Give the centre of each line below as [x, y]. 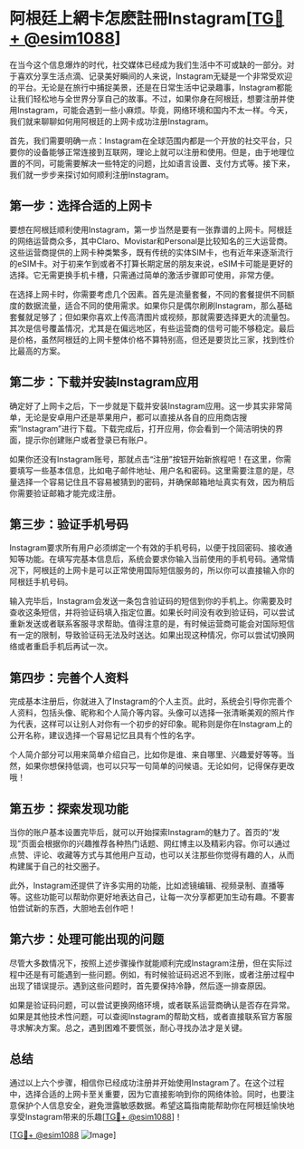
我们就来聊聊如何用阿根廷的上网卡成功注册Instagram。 [111, 121]
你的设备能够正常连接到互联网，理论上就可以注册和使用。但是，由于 [144, 151]
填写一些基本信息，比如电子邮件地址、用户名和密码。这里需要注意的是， [152, 470]
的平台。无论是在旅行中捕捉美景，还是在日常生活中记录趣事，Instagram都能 [151, 87]
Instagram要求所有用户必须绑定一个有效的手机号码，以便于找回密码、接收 [147, 548]
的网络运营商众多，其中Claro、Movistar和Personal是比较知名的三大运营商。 [151, 240]
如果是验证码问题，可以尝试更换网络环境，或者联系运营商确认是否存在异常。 [152, 1005]
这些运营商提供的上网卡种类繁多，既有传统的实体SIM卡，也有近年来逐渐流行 [152, 252]
